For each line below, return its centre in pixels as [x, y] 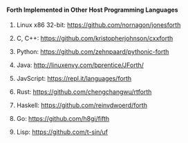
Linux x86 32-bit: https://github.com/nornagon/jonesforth [98, 25]
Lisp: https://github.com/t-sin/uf [62, 132]
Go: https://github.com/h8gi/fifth [63, 119]
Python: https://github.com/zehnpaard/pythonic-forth [93, 52]
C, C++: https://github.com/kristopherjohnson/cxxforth [95, 39]
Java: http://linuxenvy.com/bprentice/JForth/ [80, 65]
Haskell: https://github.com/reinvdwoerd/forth [82, 105]
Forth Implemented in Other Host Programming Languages [92, 10]
